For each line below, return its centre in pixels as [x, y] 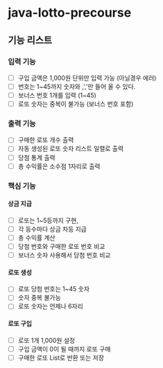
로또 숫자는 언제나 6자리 [51, 306]
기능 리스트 [30, 40]
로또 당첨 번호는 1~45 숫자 [53, 289]
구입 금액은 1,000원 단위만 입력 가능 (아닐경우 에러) [87, 78]
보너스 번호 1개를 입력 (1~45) [57, 95]
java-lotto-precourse [70, 13]
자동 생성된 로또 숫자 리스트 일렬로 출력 [71, 149]
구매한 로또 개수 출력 [46, 140]
